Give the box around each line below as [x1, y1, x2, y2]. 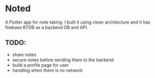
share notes [12, 52, 37, 57]
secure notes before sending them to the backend [12, 57, 114, 63]
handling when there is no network [12, 67, 83, 73]
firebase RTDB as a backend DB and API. [5, 24, 89, 30]
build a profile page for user [12, 62, 69, 68]
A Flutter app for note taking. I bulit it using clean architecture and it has [5, 19, 151, 25]
